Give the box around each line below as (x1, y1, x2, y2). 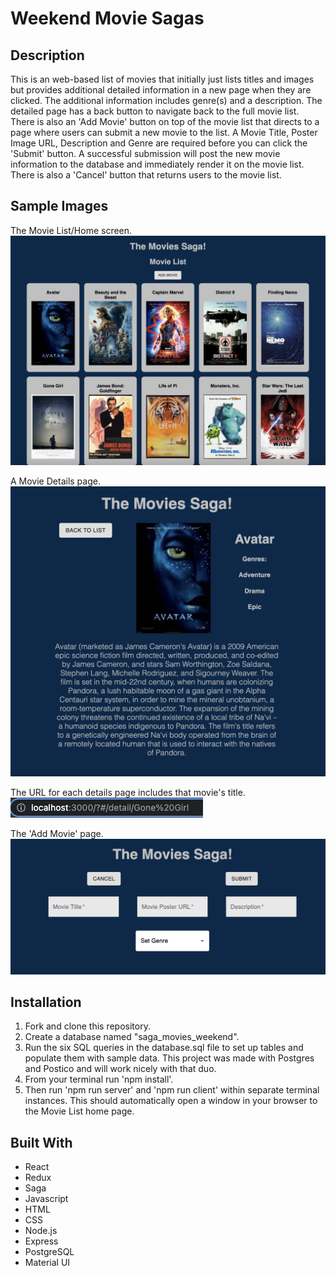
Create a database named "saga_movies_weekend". (24, 1031, 240, 1043)
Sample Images (10, 198, 109, 215)
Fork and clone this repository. (24, 1020, 151, 1032)
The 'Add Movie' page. (10, 827, 104, 839)
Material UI (24, 1257, 71, 1269)
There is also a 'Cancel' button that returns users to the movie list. (10, 169, 282, 181)
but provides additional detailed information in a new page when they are (10, 84, 312, 96)
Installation (10, 994, 82, 1011)
